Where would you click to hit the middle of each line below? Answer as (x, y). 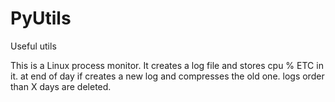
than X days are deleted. (61, 86)
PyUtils (41, 18)
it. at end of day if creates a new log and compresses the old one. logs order (167, 76)
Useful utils (33, 46)
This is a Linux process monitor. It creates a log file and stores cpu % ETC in (167, 65)
